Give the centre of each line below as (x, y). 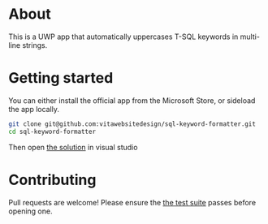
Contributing (52, 180)
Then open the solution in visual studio (73, 147)
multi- (250, 37)
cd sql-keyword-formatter (52, 131)
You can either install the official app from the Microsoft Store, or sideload (132, 100)
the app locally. (34, 109)
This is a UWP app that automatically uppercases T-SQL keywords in (123, 37)
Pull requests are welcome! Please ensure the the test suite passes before (132, 202)
